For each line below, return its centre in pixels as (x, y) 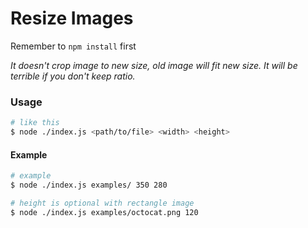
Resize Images (72, 18)
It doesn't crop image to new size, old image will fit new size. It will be (154, 65)
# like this (35, 123)
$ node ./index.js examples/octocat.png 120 (104, 212)
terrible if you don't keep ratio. (73, 76)
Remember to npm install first (73, 46)
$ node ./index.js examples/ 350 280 (89, 185)
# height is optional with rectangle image (102, 203)
